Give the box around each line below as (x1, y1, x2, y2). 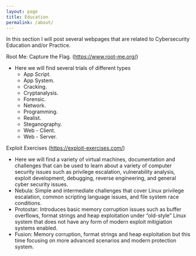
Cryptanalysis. (23, 89, 59, 97)
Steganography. (23, 121, 62, 128)
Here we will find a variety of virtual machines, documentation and (14, 156, 175, 163)
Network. (23, 102, 46, 109)
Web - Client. (23, 127, 56, 134)
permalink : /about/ (6, 19, 54, 25)
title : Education (6, 14, 49, 20)
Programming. (23, 108, 58, 115)
